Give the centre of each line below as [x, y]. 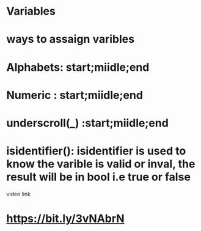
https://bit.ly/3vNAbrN [65, 219]
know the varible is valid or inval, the [101, 164]
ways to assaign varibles [71, 39]
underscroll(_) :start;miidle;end [88, 123]
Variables [31, 11]
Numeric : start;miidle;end [75, 95]
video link [19, 194]
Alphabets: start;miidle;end [78, 67]
